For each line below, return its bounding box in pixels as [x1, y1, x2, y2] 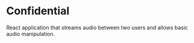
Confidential [6, 4, 70, 18]
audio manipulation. [6, 30, 55, 37]
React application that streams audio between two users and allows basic [6, 24, 188, 31]
